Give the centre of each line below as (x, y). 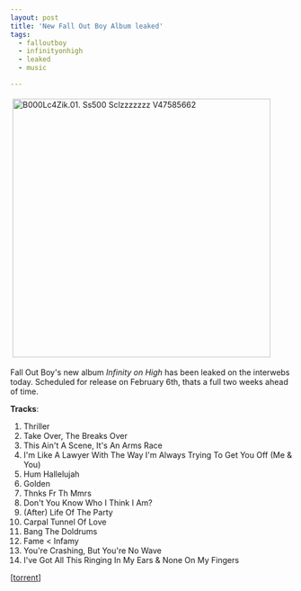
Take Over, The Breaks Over (75, 435)
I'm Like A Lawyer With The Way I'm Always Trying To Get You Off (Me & (158, 454)
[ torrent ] (26, 578)
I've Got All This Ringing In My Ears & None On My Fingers (131, 560)
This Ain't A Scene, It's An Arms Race (93, 445)
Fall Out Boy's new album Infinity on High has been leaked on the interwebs (150, 372)
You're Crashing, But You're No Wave (93, 551)
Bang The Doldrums (60, 531)
